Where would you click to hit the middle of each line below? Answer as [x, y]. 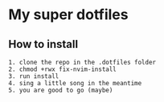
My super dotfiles [68, 15]
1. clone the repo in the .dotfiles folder [82, 62]
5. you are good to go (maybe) [61, 90]
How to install [43, 44]
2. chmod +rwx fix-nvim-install [62, 69]
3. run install [34, 76]
